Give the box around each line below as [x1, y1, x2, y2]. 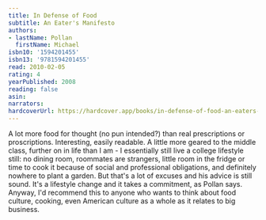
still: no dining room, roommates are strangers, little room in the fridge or [8, 154, 245, 163]
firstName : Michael [15, 41, 80, 49]
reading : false [8, 85, 59, 93]
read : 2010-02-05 [8, 63, 66, 71]
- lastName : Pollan [8, 33, 73, 42]
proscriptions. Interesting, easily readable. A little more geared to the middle [8, 138, 256, 146]
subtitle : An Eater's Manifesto [8, 19, 115, 27]
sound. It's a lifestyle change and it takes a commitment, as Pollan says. [8, 180, 243, 188]
